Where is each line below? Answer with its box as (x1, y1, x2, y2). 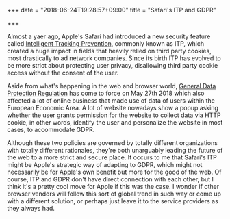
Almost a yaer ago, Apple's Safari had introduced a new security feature (7, 32, 211, 40)
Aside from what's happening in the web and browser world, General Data (7, 82, 216, 90)
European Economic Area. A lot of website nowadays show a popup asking (7, 104, 219, 112)
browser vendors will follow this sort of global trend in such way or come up (7, 190, 221, 198)
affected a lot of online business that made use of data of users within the (7, 96, 216, 105)
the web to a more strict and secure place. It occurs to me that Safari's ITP (7, 153, 217, 162)
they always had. (7, 205, 55, 212)
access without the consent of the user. (7, 68, 119, 77)
